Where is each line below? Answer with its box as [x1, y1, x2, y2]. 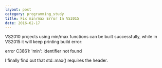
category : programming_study [5, 12, 64, 16]
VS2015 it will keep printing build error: [5, 39, 83, 45]
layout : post [5, 7, 32, 12]
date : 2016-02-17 [5, 20, 40, 26]
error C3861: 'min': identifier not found [5, 48, 82, 54]
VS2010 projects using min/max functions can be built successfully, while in [5, 34, 157, 40]
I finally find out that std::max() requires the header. [5, 57, 108, 63]
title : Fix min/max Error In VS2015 [5, 16, 79, 21]
